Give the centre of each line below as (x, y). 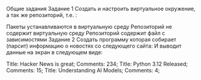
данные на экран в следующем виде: (54, 52)
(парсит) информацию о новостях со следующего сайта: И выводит (94, 46)
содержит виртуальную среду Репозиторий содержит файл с (86, 33)
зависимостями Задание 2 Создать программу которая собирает (91, 39)
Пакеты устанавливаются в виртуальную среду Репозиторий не (89, 27)
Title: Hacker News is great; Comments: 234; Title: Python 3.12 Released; (97, 64)
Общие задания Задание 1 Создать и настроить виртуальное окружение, (101, 9)
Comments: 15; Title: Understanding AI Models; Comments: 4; (83, 70)
